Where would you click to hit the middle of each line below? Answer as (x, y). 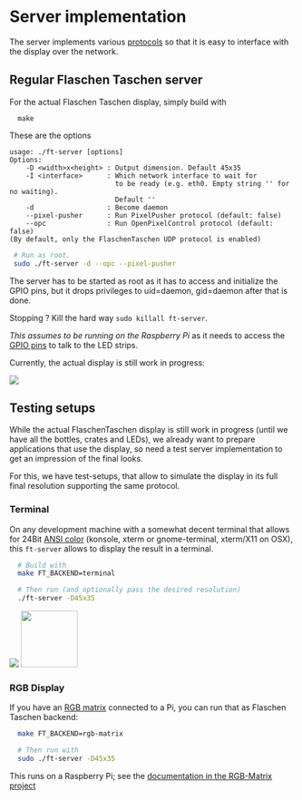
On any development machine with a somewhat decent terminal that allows (150, 529)
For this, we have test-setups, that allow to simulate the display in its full (144, 476)
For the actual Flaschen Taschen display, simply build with (118, 102)
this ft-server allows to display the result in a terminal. (112, 548)
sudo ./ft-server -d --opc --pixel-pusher (95, 263)
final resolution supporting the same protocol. (94, 486)
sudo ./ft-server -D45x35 (67, 759)
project (23, 785)
